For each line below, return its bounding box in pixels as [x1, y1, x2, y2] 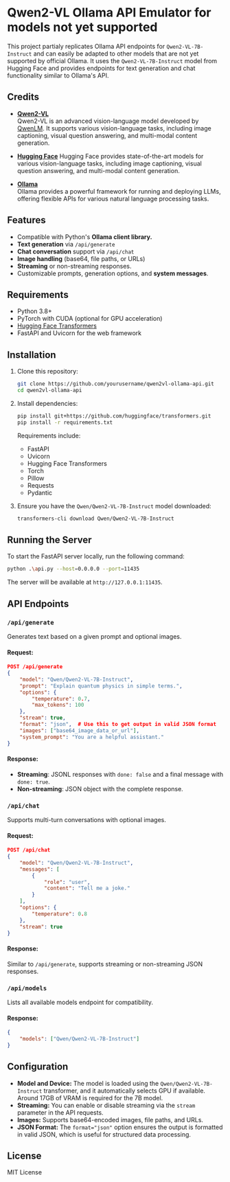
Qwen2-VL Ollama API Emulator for [7, 5, 211, 21]
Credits [7, 91, 40, 103]
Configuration [7, 1061, 69, 1073]
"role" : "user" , [43, 878, 91, 885]
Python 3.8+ [16, 307, 53, 315]
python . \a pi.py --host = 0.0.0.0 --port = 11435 [7, 565, 139, 573]
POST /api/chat [7, 847, 51, 854]
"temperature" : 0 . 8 [32, 910, 88, 918]
